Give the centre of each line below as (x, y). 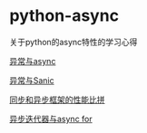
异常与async (33, 61)
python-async (64, 16)
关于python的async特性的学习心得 (73, 42)
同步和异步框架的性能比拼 (57, 100)
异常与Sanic (32, 80)
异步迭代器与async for (51, 119)
